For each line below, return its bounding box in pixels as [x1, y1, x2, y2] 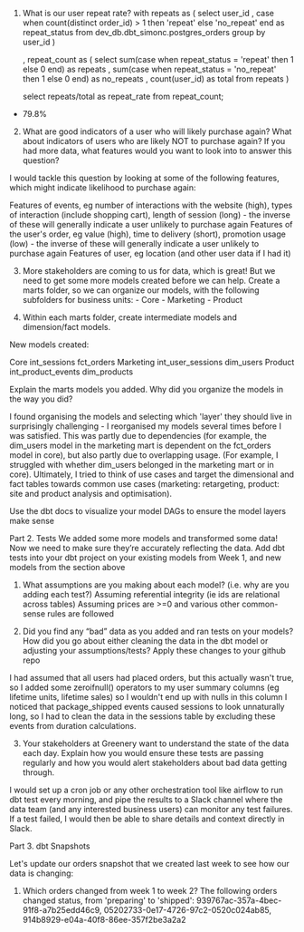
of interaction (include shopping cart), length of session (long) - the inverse [9, 209, 291, 220]
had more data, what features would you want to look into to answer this [22, 145, 292, 156]
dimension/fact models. [22, 322, 111, 332]
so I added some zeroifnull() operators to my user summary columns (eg [9, 682, 280, 693]
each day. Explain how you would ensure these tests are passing [22, 748, 264, 758]
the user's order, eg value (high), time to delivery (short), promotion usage [9, 228, 287, 239]
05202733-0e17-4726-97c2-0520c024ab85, [103, 905, 272, 915]
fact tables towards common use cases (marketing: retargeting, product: [9, 479, 280, 489]
